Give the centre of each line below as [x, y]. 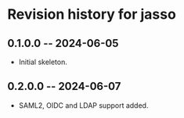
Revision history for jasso [92, 14]
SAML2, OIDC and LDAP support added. [83, 105]
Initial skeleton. [43, 62]
